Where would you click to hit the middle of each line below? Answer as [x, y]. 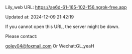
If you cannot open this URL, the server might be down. [62, 26]
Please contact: [21, 36]
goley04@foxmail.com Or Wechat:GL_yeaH [50, 46]
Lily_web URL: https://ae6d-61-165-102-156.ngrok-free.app [66, 7]
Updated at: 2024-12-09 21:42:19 [40, 17]
